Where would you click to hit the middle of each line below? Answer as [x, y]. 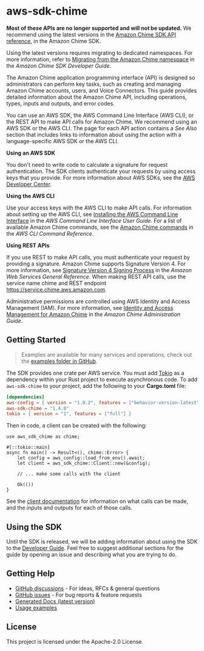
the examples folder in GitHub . [59, 361]
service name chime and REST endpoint [56, 283]
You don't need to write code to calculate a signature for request [87, 164]
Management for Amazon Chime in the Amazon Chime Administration [93, 314]
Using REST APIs [28, 245]
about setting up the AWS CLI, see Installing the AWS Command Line [92, 214]
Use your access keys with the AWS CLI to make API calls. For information [99, 208]
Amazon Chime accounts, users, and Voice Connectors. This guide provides [102, 90]
